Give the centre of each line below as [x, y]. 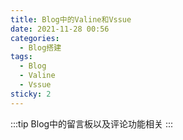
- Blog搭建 [40, 47]
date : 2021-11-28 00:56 [60, 29]
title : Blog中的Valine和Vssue [71, 19]
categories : [35, 38]
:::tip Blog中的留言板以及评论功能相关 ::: [92, 123]
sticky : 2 [31, 94]
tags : [21, 57]
